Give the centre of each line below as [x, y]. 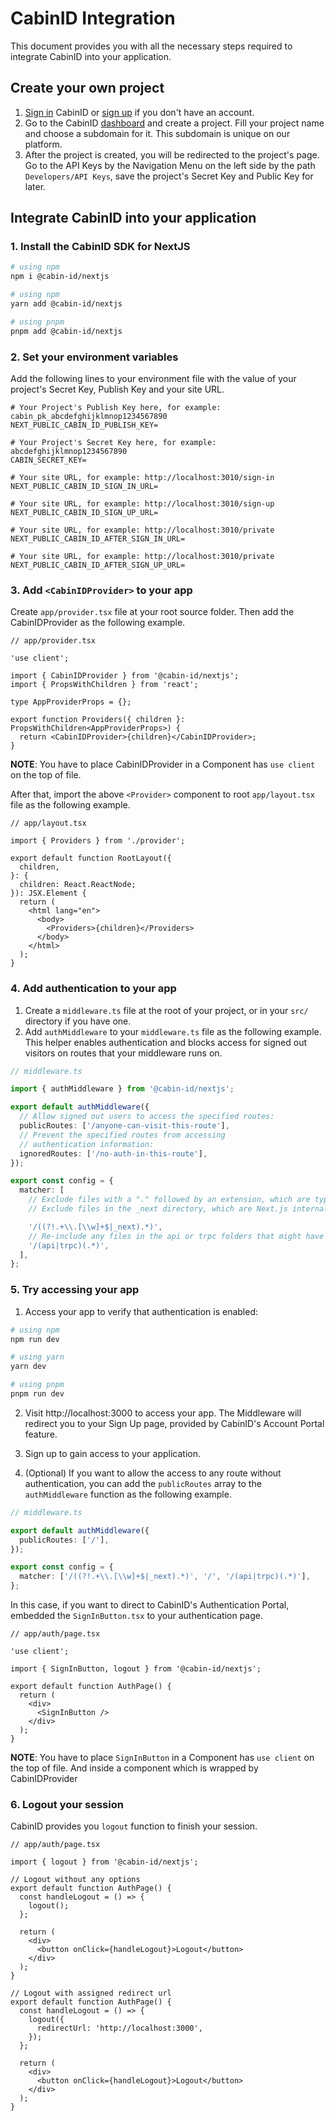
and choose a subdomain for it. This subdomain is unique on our [157, 133]
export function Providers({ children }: [98, 720]
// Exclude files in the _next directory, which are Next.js [158, 1209]
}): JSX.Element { [48, 893]
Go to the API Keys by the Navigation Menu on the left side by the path [170, 165]
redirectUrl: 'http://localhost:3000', [119, 2028]
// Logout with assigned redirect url [91, 1993]
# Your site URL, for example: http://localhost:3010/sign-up [142, 503]
